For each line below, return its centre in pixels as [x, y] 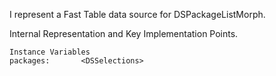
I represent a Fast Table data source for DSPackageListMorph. [137, 14]
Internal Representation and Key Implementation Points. [124, 33]
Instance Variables [50, 52]
